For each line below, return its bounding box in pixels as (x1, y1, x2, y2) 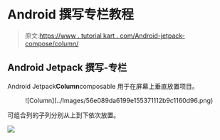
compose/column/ (24, 39, 79, 48)
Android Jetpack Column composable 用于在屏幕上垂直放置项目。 (7, 82, 199, 90)
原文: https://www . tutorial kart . (24, 31, 119, 40)
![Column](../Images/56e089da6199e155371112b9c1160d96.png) (25, 96, 214, 104)
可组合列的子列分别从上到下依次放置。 (7, 111, 120, 119)
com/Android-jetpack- (120, 31, 185, 40)
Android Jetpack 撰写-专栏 (7, 62, 127, 74)
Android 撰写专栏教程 (7, 6, 134, 23)
